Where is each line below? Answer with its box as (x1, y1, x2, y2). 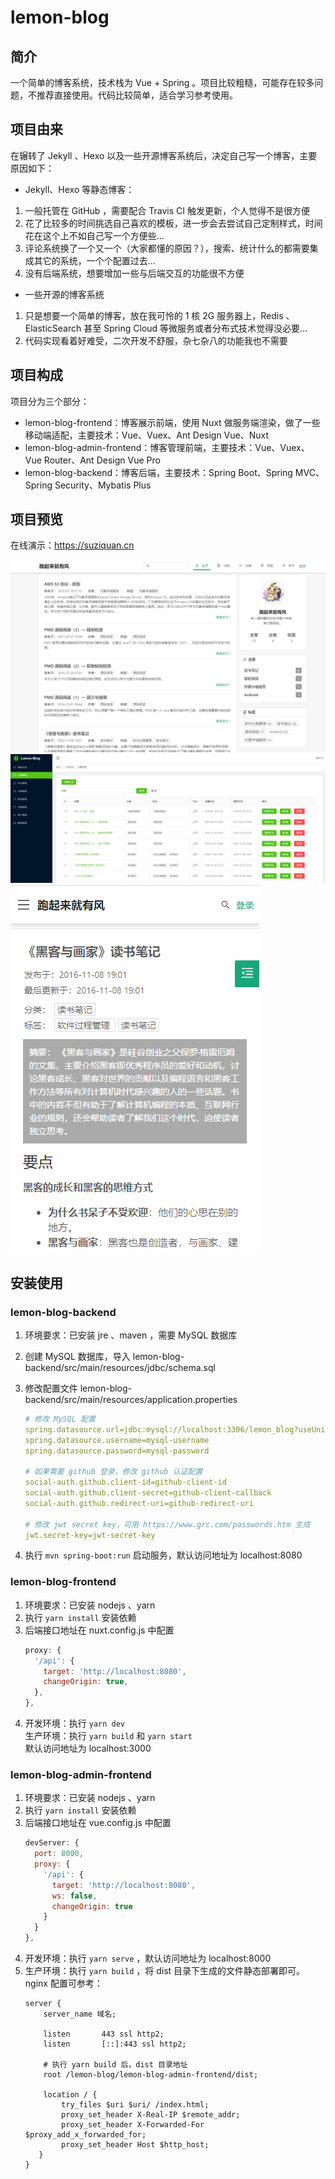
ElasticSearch (24, 322, 82, 334)
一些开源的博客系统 (24, 288, 105, 300)
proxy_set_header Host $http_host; (61, 2140, 210, 2150)
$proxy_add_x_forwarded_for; (24, 2130, 147, 2140)
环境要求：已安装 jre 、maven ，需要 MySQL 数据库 (24, 1329, 238, 1341)
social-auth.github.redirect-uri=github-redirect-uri (24, 1498, 254, 1508)
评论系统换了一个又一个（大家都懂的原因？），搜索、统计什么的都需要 (24, 242, 310, 254)
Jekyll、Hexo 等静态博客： (24, 183, 135, 195)
